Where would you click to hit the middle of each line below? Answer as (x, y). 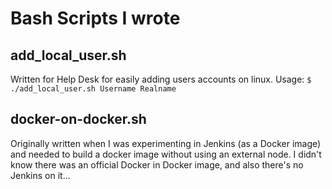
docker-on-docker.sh (78, 119)
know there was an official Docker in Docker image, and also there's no (157, 164)
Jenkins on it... (40, 175)
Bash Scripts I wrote (95, 18)
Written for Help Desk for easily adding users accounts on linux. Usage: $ (161, 79)
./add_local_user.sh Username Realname (93, 89)
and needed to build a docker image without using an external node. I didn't (166, 154)
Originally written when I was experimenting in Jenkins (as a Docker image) (166, 143)
